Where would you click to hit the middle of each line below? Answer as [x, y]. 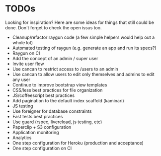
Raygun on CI [26, 53]
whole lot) [23, 42]
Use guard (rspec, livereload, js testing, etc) [57, 122]
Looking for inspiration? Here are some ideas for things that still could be [80, 22]
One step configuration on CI [42, 148]
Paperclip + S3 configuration [42, 127]
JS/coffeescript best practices [43, 95]
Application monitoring [36, 132]
